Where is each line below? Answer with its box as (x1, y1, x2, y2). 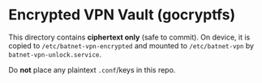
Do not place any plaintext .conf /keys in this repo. (8, 64, 176, 74)
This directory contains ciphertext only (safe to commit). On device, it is (8, 32, 251, 42)
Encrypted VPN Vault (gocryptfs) (8, 6, 236, 24)
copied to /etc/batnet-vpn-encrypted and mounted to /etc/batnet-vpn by (8, 40, 254, 50)
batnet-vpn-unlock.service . (8, 49, 102, 59)
